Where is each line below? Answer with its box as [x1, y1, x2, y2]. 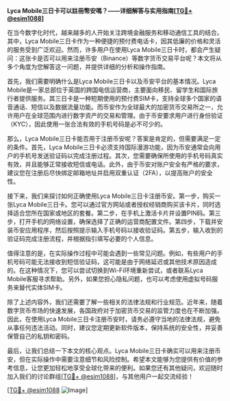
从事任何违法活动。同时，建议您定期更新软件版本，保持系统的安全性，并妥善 [7, 324, 223, 331]
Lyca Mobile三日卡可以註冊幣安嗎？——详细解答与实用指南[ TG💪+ [7, 7, 193, 14]
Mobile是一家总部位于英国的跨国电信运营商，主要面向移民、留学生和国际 [7, 86, 212, 94]
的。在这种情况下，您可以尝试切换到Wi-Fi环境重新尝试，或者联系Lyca [7, 266, 203, 274]
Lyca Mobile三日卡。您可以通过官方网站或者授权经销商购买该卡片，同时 [12, 200, 216, 208]
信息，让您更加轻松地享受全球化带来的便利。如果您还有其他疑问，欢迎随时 [12, 364, 223, 372]
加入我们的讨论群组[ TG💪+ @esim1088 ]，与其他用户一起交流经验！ [7, 372, 194, 380]
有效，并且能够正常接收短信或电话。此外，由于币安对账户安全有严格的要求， [7, 160, 223, 168]
